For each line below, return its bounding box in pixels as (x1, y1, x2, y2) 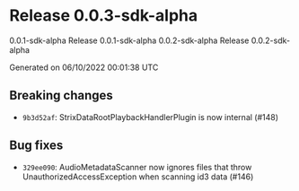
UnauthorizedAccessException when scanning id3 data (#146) (22, 171, 254, 182)
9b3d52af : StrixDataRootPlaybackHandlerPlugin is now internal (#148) (22, 111, 279, 122)
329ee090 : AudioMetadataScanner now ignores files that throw (22, 161, 252, 172)
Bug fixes (9, 138, 64, 153)
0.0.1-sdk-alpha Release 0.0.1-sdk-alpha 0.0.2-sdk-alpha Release (9, 35, 250, 46)
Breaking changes (9, 88, 114, 103)
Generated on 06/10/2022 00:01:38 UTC (9, 62, 159, 73)
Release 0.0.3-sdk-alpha (9, 5, 198, 26)
